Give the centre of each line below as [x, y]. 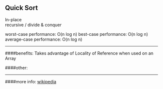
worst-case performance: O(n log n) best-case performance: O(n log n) [77, 34]
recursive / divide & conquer [33, 25]
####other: [16, 68]
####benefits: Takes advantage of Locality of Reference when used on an [79, 53]
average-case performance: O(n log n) [44, 39]
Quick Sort [21, 8]
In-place [13, 19]
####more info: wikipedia [31, 81]
